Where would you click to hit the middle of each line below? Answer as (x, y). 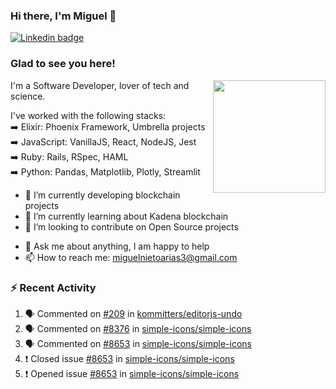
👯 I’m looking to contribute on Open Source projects (131, 226)
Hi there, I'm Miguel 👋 (63, 16)
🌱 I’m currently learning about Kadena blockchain (126, 216)
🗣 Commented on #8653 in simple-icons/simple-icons (138, 343)
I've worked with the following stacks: (88, 115)
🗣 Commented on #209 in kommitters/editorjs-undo (133, 313)
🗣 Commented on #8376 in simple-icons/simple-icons (138, 328)
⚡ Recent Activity (53, 287)
